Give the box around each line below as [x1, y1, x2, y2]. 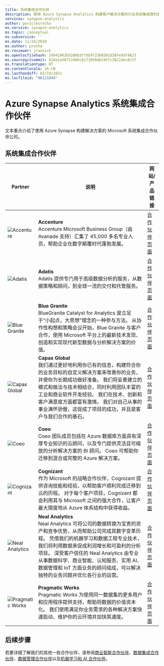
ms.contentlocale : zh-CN [5, 67, 56, 72]
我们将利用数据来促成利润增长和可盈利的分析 [38, 542, 141, 549]
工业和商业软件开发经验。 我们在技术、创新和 [38, 391, 143, 397]
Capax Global [38, 354, 70, 361]
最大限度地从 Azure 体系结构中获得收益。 [38, 504, 133, 511]
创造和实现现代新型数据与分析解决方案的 [38, 339, 131, 345]
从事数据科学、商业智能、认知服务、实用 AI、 [38, 557, 143, 564]
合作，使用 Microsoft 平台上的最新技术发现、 [38, 331, 141, 338]
